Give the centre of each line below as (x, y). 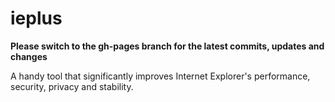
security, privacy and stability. (72, 86)
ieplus (36, 18)
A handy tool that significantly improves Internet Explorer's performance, (160, 76)
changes (29, 56)
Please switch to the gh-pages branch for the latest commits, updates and (167, 46)
